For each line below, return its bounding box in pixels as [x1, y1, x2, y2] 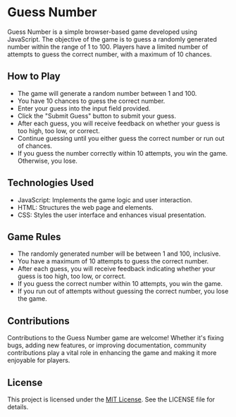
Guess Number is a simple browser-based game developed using [7, 27, 197, 36]
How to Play [7, 70, 61, 82]
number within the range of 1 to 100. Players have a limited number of [7, 42, 209, 51]
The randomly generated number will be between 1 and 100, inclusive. [17, 249, 221, 258]
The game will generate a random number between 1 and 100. [17, 89, 197, 97]
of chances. [17, 142, 53, 150]
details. [7, 403, 29, 411]
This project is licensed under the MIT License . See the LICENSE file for [7, 395, 216, 404]
